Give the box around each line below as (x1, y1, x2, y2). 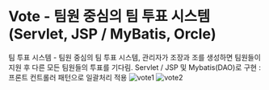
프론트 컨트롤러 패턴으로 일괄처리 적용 (8, 72, 128, 82)
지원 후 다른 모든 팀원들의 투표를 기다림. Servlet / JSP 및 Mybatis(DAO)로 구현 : (8, 62, 261, 72)
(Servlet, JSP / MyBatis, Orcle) (8, 25, 216, 43)
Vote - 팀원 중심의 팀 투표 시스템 (8, 7, 211, 26)
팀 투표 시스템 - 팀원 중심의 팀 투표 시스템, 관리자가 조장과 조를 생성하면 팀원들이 (8, 52, 261, 62)
